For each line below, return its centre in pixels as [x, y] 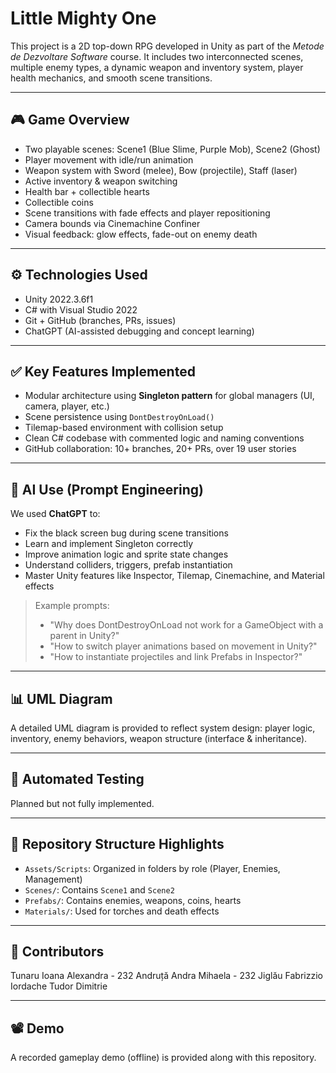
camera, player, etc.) [67, 406]
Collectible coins [59, 202]
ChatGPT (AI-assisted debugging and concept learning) [139, 331]
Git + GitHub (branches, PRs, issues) [100, 320]
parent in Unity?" [84, 636]
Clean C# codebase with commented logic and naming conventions [164, 438]
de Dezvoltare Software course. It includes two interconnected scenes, [157, 56]
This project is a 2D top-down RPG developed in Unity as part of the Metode [167, 46]
